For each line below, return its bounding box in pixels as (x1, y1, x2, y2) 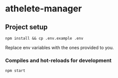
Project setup (5, 23, 48, 31)
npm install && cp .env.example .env (5, 36, 84, 41)
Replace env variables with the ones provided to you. (5, 45, 114, 50)
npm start (5, 68, 26, 74)
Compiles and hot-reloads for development (5, 57, 112, 64)
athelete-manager (5, 3, 82, 14)
